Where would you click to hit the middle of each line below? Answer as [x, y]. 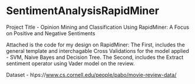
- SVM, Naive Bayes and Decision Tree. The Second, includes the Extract [95, 57]
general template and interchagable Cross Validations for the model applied [98, 51]
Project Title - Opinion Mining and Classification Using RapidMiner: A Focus [98, 27]
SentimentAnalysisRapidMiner [83, 11]
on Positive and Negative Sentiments [51, 33]
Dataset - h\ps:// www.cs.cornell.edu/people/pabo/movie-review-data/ [91, 75]
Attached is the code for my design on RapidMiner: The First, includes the [96, 45]
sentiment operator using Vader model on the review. [70, 63]
